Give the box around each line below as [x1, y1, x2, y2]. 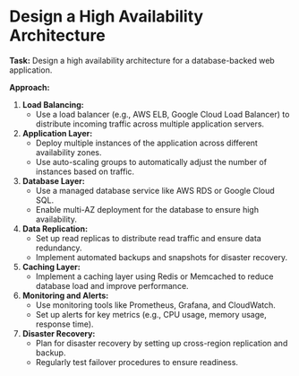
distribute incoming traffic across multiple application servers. [35, 118, 265, 129]
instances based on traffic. [35, 166, 135, 177]
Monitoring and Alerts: [21, 290, 109, 301]
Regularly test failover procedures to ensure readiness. [35, 356, 239, 367]
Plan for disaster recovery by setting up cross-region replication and [35, 337, 288, 348]
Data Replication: [21, 223, 88, 234]
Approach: [9, 82, 50, 92]
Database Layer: [21, 175, 85, 186]
